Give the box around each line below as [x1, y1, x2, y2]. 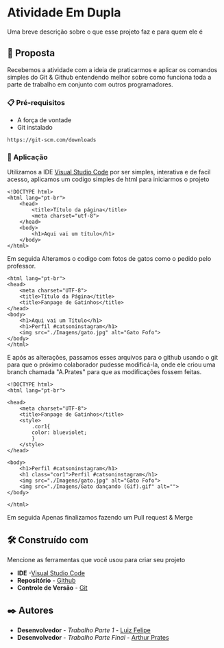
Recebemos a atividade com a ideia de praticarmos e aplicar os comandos [7, 65, 218, 73]
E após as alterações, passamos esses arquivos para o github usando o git [7, 354, 219, 362]
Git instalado [16, 124, 53, 132]
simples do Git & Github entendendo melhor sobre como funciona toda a [7, 73, 212, 81]
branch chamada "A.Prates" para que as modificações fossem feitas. [7, 368, 202, 376]
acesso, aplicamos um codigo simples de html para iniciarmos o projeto [7, 175, 210, 183]
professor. [7, 262, 36, 270]
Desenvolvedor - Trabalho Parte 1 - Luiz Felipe [16, 626, 151, 634]
